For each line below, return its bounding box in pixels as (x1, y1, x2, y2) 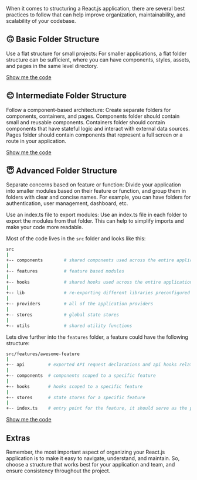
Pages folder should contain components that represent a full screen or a (6, 131, 183, 138)
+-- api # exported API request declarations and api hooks (6, 362, 177, 368)
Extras (6, 433, 30, 443)
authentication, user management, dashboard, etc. (6, 200, 128, 207)
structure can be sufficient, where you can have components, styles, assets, (6, 56, 191, 63)
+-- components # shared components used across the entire (6, 257, 175, 263)
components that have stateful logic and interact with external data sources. (6, 125, 191, 132)
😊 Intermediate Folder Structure (6, 91, 127, 101)
